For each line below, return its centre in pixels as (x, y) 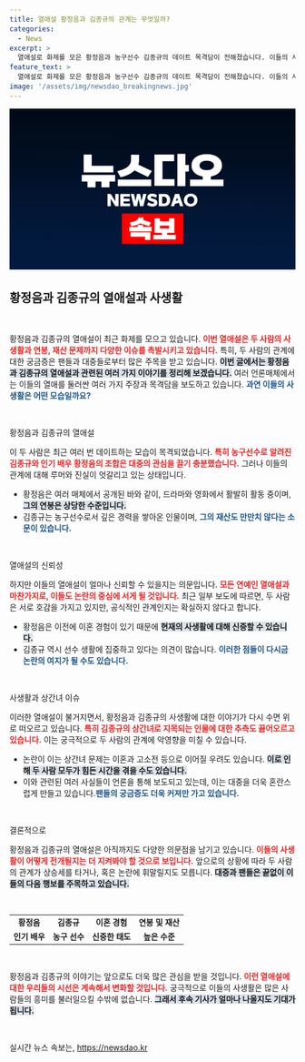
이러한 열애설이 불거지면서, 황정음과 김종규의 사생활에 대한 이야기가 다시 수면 (145, 717)
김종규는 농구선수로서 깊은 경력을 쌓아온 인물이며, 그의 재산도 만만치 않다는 (154, 517)
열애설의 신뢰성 (36, 565)
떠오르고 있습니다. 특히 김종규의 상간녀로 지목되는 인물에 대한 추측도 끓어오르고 (157, 729)
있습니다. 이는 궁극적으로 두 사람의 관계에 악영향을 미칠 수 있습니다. (128, 740)
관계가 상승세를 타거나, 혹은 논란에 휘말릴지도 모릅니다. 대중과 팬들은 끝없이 (152, 873)
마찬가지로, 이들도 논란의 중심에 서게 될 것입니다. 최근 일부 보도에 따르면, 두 (142, 596)
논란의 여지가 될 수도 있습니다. (75, 661)
